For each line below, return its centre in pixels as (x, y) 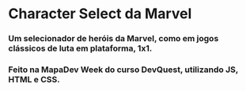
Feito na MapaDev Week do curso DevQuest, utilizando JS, (123, 70)
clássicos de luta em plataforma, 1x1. (80, 48)
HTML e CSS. (34, 80)
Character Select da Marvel (100, 14)
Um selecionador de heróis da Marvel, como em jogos (114, 39)
